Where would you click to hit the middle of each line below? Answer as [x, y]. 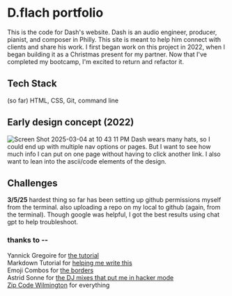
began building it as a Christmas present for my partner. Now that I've [107, 54]
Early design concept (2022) [71, 122]
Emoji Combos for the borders [51, 270]
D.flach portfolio [55, 13]
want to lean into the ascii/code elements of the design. [87, 161]
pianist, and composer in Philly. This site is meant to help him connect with [114, 39]
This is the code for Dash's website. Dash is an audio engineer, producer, [112, 32]
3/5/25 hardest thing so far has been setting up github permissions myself [114, 200]
